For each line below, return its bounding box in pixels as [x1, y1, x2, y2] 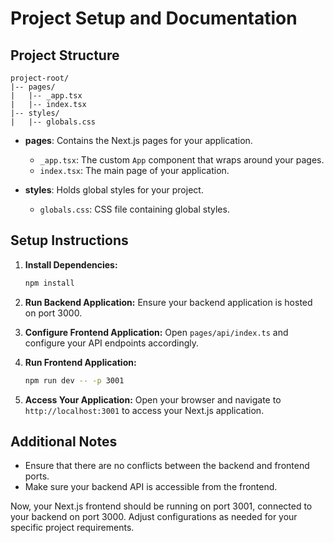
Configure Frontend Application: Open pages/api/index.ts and [24, 326, 289, 338]
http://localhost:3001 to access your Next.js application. [24, 404, 265, 416]
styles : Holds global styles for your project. [24, 184, 204, 196]
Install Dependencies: [24, 258, 118, 271]
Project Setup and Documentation [10, 7, 298, 30]
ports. [24, 470, 50, 482]
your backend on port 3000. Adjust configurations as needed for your [10, 511, 298, 523]
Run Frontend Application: [24, 356, 137, 368]
